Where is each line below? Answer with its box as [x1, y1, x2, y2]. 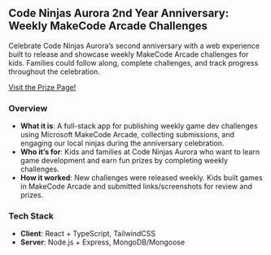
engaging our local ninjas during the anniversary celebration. [20, 138, 225, 149]
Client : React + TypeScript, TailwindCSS [20, 229, 156, 239]
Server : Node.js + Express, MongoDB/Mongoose [20, 237, 186, 247]
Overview [8, 102, 48, 114]
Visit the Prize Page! [8, 82, 76, 92]
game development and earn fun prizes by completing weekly [20, 156, 229, 166]
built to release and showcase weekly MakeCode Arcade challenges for [8, 49, 249, 59]
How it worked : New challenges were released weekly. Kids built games [20, 173, 263, 183]
